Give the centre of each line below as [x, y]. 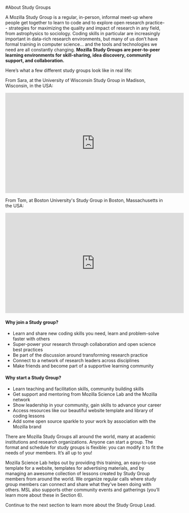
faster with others [31, 339]
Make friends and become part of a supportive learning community [83, 366]
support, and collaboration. [35, 60]
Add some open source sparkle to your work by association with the [84, 421]
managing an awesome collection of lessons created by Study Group [78, 474]
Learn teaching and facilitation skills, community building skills [78, 389]
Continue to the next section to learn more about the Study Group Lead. [80, 505]
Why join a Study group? [32, 322]
